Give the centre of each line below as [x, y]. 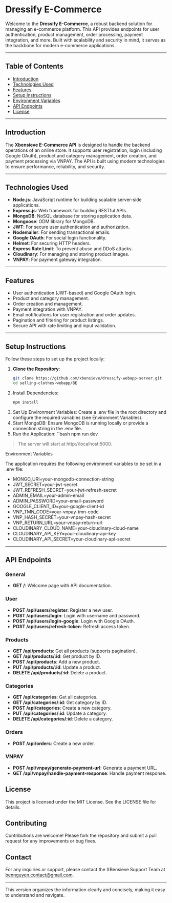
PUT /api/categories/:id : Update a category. [60, 713]
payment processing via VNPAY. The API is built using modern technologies [85, 161]
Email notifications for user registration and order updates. [74, 315]
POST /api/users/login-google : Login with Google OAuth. [74, 621]
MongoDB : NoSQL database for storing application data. [72, 216]
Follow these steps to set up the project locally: [55, 359]
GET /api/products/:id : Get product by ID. [57, 656]
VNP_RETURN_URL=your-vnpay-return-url [58, 523]
